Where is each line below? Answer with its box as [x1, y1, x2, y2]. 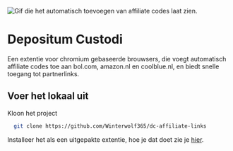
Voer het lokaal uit [7, 90, 89, 102]
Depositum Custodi [7, 32, 124, 47]
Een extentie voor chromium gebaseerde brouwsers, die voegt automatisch [7, 54, 227, 63]
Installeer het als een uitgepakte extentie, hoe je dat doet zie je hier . [7, 135, 204, 144]
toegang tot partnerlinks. [7, 69, 80, 78]
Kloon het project [7, 109, 58, 117]
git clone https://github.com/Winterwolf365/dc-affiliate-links [13, 122, 207, 130]
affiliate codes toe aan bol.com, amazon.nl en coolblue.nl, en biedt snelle [7, 62, 220, 71]
